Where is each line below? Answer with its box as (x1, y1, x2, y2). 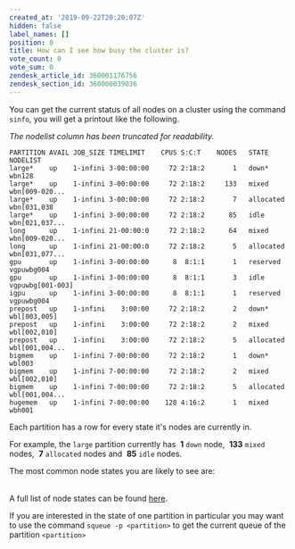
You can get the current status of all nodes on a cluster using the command (9, 104, 286, 114)
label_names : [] (9, 29, 70, 38)
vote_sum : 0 (9, 63, 53, 72)
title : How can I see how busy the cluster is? (9, 46, 190, 55)
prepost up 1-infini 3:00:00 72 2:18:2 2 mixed (9, 320, 269, 329)
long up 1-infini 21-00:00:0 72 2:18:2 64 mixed (9, 226, 269, 235)
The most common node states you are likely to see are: (9, 465, 216, 476)
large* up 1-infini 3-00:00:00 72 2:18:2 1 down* (9, 163, 269, 172)
